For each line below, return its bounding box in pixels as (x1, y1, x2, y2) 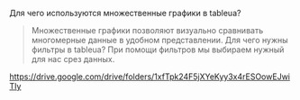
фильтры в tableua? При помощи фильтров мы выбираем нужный (31, 44, 285, 55)
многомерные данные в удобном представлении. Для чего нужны (31, 35, 288, 45)
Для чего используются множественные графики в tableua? (9, 8, 241, 18)
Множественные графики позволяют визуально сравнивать (31, 25, 264, 35)
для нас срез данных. (31, 54, 115, 64)
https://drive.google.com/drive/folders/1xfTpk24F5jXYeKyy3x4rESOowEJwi (9, 71, 291, 82)
